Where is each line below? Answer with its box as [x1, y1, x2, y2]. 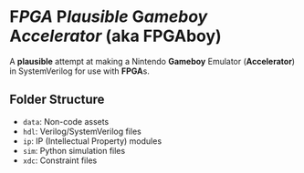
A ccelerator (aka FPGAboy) [9, 25, 222, 46]
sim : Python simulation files [22, 145, 126, 156]
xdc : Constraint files [22, 155, 98, 166]
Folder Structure [9, 92, 105, 107]
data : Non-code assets [22, 116, 110, 127]
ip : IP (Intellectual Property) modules [22, 135, 162, 147]
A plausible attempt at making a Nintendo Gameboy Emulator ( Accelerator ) [9, 56, 295, 66]
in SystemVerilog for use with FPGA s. [9, 66, 151, 76]
